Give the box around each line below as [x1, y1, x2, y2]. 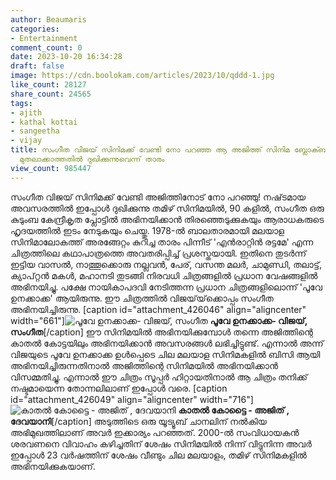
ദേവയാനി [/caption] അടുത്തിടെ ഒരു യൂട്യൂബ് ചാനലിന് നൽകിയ [10, 415, 267, 427]
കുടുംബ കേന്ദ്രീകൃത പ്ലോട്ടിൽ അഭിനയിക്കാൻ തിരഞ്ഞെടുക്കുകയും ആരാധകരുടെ [10, 213, 325, 225]
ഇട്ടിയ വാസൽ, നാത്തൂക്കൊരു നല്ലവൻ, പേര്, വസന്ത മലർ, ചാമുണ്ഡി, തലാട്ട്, [10, 258, 323, 270]
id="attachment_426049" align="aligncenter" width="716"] [10, 393, 254, 405]
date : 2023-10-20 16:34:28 [10, 52, 123, 62]
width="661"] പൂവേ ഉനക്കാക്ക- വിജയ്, [10, 314, 308, 326]
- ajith [10, 107, 43, 118]
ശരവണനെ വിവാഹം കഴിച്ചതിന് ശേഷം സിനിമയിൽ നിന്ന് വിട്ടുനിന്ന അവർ [10, 437, 312, 450]
